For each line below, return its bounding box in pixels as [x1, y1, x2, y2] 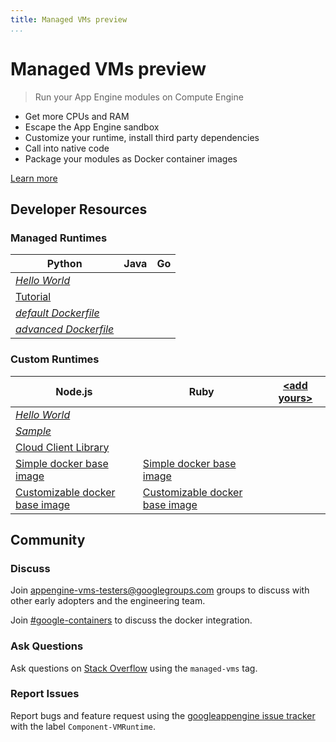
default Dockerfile [15, 306, 100, 320]
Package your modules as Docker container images [24, 152, 238, 165]
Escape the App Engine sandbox [24, 121, 160, 133]
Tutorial [15, 290, 52, 304]
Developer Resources [10, 201, 148, 218]
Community [10, 531, 86, 548]
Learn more [10, 172, 58, 184]
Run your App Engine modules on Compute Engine [34, 91, 244, 103]
